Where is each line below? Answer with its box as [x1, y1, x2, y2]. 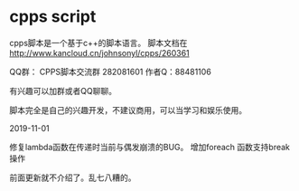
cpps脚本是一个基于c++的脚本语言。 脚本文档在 [9, 37, 188, 48]
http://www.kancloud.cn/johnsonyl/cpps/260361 [9, 47, 190, 58]
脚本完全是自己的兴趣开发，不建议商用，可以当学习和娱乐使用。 [9, 104, 247, 115]
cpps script [9, 6, 97, 27]
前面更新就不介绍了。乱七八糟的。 [9, 172, 136, 183]
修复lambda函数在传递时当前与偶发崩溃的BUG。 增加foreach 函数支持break [9, 141, 291, 152]
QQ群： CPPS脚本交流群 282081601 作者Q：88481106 [9, 66, 212, 77]
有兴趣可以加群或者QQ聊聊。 [9, 85, 117, 96]
